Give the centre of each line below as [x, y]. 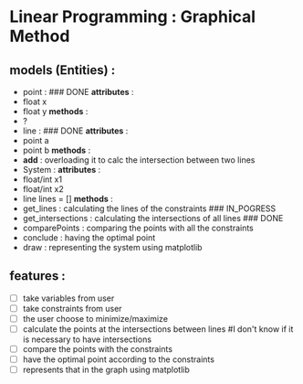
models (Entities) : [63, 70]
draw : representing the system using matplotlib [112, 247]
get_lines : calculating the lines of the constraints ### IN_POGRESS [149, 208]
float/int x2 [43, 189]
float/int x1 [42, 179]
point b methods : [57, 150]
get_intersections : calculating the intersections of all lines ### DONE [153, 218]
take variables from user [68, 298]
